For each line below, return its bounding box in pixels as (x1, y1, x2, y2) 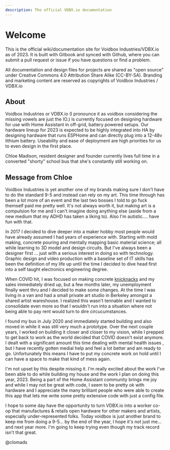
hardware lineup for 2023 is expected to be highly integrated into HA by (5, 127, 155, 133)
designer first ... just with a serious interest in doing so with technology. (5, 250, 154, 256)
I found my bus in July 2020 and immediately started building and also (5, 318, 152, 324)
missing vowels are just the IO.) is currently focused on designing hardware (5, 116, 162, 122)
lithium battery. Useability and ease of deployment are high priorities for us (5, 138, 161, 144)
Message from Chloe (5, 173, 72, 181)
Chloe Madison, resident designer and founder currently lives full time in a (5, 153, 160, 159)
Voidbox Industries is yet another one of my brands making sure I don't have (5, 186, 164, 193)
